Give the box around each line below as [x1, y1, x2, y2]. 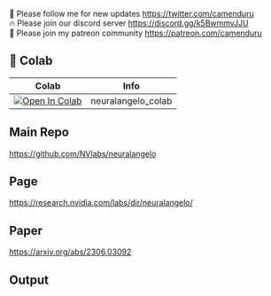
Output [9, 272, 49, 287]
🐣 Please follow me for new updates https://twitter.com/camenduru [9, 9, 254, 19]
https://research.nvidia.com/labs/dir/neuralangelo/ [9, 198, 193, 208]
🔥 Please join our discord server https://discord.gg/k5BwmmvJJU [9, 18, 250, 28]
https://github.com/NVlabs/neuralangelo [9, 148, 157, 159]
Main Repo [9, 125, 69, 140]
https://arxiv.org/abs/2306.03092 [9, 246, 132, 257]
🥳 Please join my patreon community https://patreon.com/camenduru [9, 27, 263, 38]
